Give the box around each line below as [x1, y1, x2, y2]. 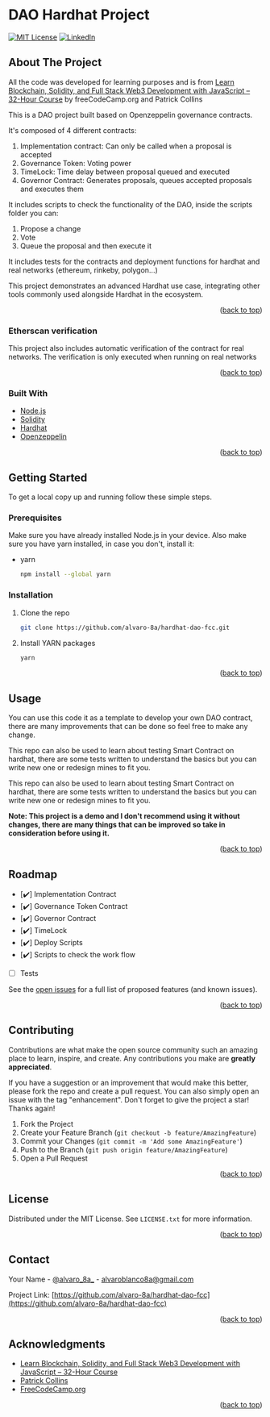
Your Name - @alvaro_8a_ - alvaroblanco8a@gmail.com [8, 1274, 194, 1284]
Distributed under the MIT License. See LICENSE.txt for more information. [8, 1214, 252, 1223]
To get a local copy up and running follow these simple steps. [8, 492, 212, 502]
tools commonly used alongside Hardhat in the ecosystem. [8, 289, 204, 299]
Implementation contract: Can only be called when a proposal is [19, 141, 232, 151]
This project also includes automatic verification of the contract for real [8, 344, 244, 353]
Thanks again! [8, 1103, 56, 1113]
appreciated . [8, 1062, 52, 1072]
